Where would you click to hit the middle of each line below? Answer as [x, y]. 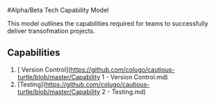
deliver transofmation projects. [51, 31]
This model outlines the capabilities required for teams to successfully [108, 23]
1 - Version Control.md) [135, 77]
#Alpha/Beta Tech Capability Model [58, 10]
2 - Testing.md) [124, 92]
